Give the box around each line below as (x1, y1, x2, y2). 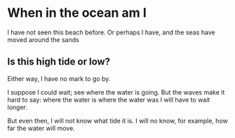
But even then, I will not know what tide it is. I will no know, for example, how (7, 116, 228, 125)
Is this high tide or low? (7, 56, 111, 68)
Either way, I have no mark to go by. (7, 74, 111, 83)
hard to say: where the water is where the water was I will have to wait (7, 95, 210, 104)
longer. (7, 103, 28, 111)
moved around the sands (7, 35, 79, 43)
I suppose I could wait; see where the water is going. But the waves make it (7, 88, 225, 96)
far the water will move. (7, 124, 75, 132)
